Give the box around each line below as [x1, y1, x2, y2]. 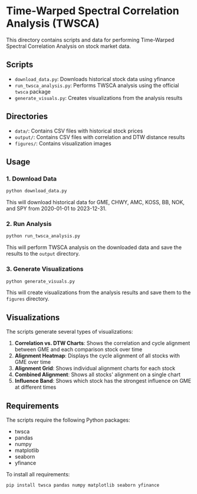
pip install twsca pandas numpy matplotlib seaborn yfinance [6, 482, 160, 489]
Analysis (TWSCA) [6, 17, 100, 30]
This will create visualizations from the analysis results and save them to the [6, 289, 191, 296]
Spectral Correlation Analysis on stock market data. [6, 43, 132, 50]
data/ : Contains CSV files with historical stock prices [14, 127, 143, 134]
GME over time [14, 359, 51, 366]
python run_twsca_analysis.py [6, 233, 81, 239]
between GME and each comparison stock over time [14, 346, 143, 353]
